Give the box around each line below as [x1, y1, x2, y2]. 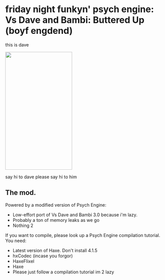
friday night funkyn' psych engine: [5, 4, 154, 15]
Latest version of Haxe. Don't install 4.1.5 [12, 247, 98, 253]
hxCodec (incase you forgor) [12, 253, 73, 259]
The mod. [5, 189, 36, 197]
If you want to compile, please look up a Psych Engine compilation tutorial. [5, 232, 160, 238]
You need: [5, 238, 27, 244]
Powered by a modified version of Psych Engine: [5, 202, 107, 208]
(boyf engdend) [5, 25, 73, 36]
